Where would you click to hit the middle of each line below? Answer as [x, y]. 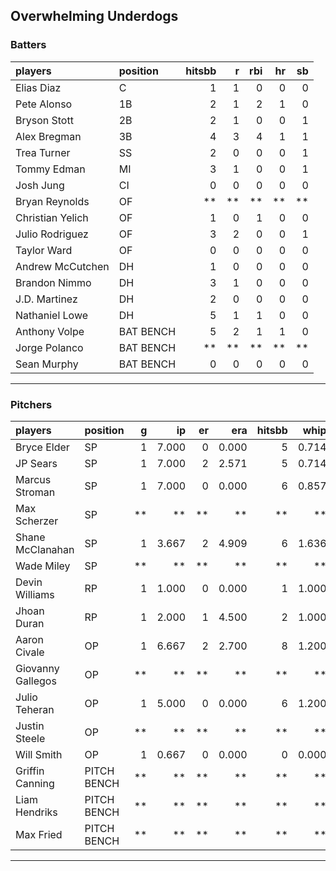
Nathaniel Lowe [52, 315]
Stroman [35, 492]
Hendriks [36, 812]
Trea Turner [43, 152]
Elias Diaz [38, 87]
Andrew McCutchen [62, 266]
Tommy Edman [50, 169]
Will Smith [39, 754]
